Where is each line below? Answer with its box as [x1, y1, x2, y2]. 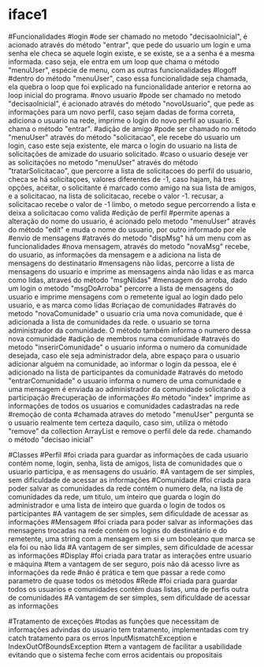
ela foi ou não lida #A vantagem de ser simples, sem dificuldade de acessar [8, 542, 254, 552]
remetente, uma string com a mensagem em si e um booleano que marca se [8, 533, 256, 543]
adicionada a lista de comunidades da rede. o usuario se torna [8, 317, 210, 326]
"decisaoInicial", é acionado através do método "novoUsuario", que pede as [8, 99, 255, 108]
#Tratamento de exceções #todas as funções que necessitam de [8, 616, 219, 626]
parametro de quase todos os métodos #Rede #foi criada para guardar [8, 575, 238, 586]
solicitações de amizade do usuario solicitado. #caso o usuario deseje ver [8, 149, 248, 159]
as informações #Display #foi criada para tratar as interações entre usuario [8, 551, 252, 560]
